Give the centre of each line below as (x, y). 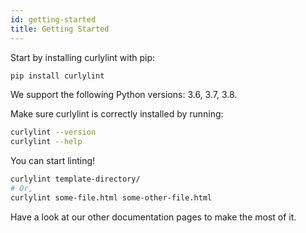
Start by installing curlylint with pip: (83, 57)
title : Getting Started (60, 29)
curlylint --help (46, 142)
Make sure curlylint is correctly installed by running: (117, 114)
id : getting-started (53, 19)
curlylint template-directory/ (75, 179)
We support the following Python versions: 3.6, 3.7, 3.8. (124, 95)
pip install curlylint (57, 76)
